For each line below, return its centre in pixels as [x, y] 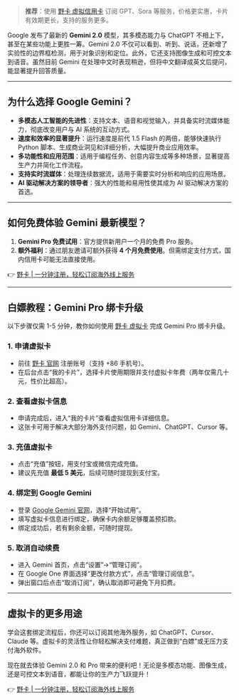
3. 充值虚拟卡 [30, 447]
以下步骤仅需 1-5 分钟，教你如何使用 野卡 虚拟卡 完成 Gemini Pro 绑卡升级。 [118, 326]
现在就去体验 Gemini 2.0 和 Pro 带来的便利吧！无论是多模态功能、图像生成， [119, 665]
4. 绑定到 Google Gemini [50, 493]
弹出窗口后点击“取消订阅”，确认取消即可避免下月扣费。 [99, 582]
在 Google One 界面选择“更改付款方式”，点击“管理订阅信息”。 [108, 573]
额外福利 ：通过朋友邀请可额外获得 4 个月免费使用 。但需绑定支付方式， [121, 250]
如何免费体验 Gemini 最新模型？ [77, 223]
